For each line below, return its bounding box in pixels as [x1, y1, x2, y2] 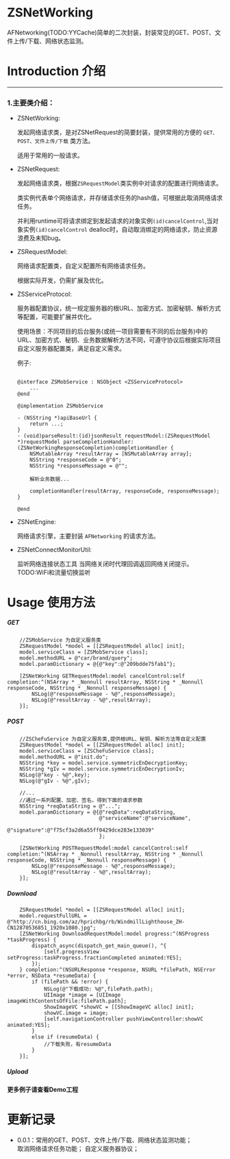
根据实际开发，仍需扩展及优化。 [16, 276, 107, 285]
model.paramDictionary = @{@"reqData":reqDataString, [19, 809, 176, 816]
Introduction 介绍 [7, 64, 106, 79]
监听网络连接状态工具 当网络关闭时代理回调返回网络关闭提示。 [16, 560, 193, 568]
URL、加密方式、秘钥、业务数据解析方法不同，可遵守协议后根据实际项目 [16, 336, 221, 344]
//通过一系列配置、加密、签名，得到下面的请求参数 [19, 797, 143, 804]
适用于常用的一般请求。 [16, 151, 84, 160]
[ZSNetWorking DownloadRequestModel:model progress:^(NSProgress [19, 930, 210, 938]
